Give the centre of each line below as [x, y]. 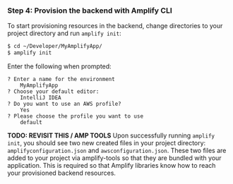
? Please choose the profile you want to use [75, 116]
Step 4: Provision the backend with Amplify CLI [90, 11]
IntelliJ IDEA [41, 98]
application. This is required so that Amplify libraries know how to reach [112, 166]
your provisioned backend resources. [62, 173]
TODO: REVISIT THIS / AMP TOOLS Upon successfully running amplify [111, 135]
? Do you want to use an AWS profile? [64, 104]
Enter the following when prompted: [59, 66]
